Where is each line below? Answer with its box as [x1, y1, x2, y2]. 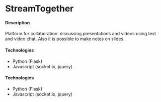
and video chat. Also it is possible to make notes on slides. [5, 36, 125, 42]
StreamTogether [5, 3, 74, 14]
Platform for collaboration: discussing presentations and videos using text [5, 31, 157, 37]
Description [5, 19, 30, 25]
